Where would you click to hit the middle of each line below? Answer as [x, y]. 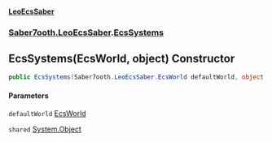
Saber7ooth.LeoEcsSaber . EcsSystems [86, 32]
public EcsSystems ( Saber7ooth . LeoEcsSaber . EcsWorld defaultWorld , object [136, 77]
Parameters [29, 95]
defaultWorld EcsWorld [48, 114]
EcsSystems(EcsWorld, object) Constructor [122, 58]
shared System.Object [45, 129]
